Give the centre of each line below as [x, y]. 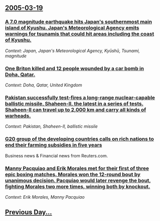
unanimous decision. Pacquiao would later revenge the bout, [78, 180]
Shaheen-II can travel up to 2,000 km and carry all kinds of [76, 110]
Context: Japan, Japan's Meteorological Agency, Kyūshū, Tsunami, [72, 51]
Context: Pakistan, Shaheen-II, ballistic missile [51, 126]
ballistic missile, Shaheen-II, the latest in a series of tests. [74, 103]
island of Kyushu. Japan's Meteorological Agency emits [72, 28]
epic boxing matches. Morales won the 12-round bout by [73, 174]
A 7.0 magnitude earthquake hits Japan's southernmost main [79, 22]
